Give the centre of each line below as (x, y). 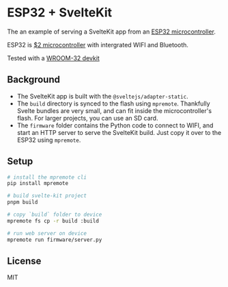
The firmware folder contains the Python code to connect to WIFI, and (115, 125)
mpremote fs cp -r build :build (53, 221)
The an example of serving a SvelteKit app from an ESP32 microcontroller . (112, 32)
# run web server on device (47, 233)
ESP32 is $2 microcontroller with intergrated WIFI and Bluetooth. (98, 45)
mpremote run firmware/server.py (55, 240)
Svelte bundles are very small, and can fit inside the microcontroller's (114, 110)
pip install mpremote (38, 184)
